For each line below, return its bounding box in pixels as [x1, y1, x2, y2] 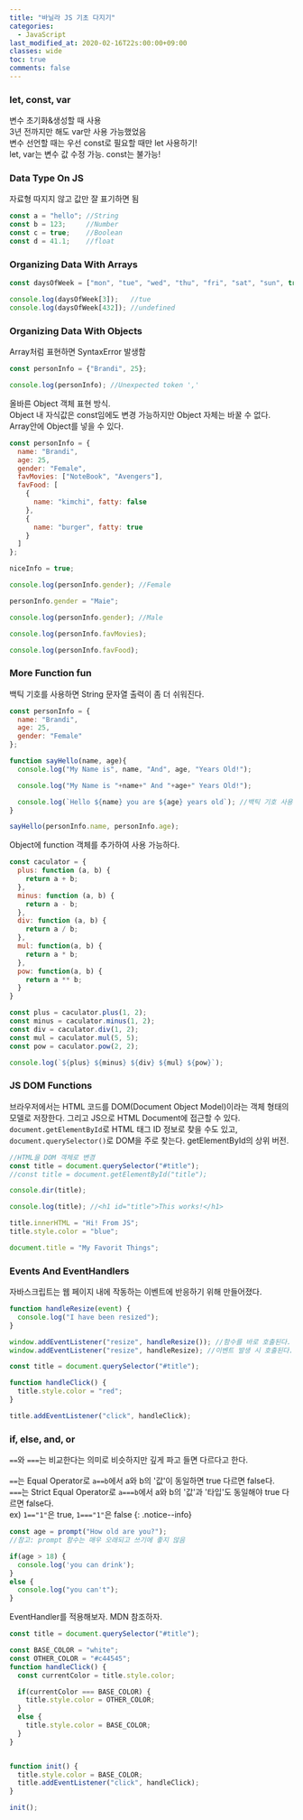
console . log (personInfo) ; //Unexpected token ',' [9, 381, 200, 390]
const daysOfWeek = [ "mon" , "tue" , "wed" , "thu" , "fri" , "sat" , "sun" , [9, 279, 285, 288]
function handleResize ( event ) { [9, 1305, 131, 1314]
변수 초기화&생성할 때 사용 [9, 115, 102, 126]
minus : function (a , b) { [17, 891, 115, 900]
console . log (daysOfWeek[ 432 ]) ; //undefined [9, 303, 176, 312]
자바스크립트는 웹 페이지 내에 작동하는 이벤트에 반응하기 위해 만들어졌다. [9, 1286, 262, 1297]
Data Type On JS [9, 172, 84, 185]
